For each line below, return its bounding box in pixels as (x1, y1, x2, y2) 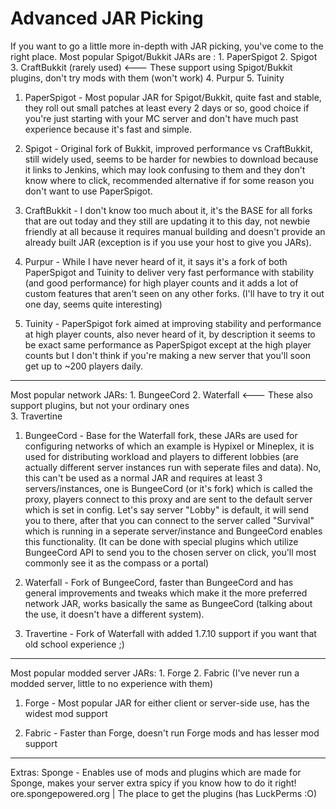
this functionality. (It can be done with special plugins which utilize (24, 535, 299, 547)
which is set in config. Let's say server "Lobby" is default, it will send (24, 503, 309, 516)
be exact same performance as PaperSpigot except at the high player (24, 338, 312, 351)
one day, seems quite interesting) (24, 298, 163, 310)
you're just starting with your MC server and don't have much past (24, 112, 299, 124)
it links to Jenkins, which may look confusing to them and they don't (24, 163, 306, 176)
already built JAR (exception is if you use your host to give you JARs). (24, 236, 312, 248)
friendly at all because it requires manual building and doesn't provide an (24, 225, 326, 237)
